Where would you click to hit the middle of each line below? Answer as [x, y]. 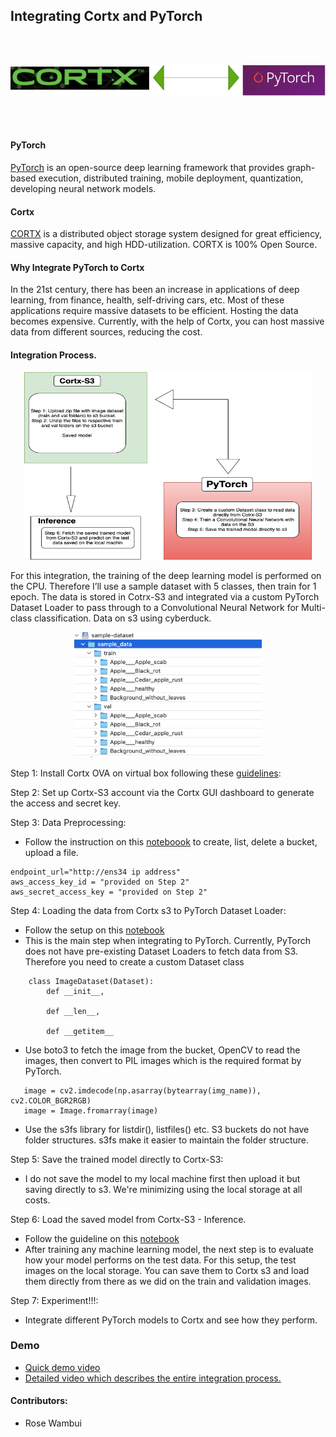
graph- [301, 167]
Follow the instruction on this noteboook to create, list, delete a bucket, [171, 841]
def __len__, [73, 1011]
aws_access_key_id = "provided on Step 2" [100, 882]
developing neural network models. [83, 188]
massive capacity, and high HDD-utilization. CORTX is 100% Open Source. [164, 245]
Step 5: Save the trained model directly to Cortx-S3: [117, 1159]
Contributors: [39, 1401]
